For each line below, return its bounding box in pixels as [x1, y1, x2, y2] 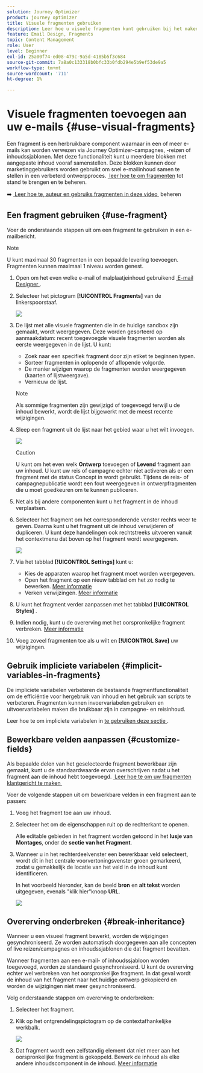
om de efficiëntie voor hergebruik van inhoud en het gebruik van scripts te [7, 693, 192, 700]
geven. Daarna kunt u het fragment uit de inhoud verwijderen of [15, 522, 174, 529]
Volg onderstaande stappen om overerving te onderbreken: [7, 994, 154, 1001]
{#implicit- [121, 661, 163, 671]
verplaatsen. [15, 504, 47, 511]
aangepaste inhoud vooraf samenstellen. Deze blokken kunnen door [7, 159, 176, 166]
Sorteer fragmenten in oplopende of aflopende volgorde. [24, 359, 166, 366]
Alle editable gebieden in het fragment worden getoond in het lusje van [15, 832, 193, 840]
